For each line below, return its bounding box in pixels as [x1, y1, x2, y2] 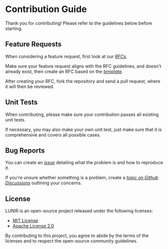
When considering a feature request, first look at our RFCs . [5, 53, 127, 59]
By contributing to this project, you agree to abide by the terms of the [5, 232, 149, 239]
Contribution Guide [5, 4, 87, 15]
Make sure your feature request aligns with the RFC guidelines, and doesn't [5, 63, 161, 69]
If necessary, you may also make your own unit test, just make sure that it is [5, 127, 162, 133]
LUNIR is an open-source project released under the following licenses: [5, 208, 153, 214]
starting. [5, 25, 23, 31]
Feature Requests [5, 40, 62, 49]
